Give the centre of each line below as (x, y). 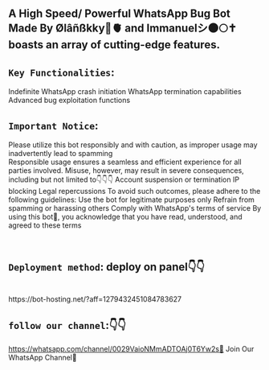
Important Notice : (53, 125)
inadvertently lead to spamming (61, 154)
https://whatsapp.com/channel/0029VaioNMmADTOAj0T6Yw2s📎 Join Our (131, 348)
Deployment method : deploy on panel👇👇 (106, 267)
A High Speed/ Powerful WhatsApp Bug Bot (120, 14)
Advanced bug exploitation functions (69, 101)
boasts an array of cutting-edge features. (114, 45)
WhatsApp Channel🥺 (43, 357)
